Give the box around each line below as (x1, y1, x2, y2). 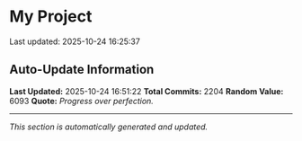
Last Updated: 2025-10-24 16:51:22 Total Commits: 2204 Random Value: (9, 85, 284, 96)
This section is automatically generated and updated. (9, 121, 209, 132)
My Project (9, 6, 93, 27)
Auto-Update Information (9, 62, 155, 77)
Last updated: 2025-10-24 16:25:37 (9, 36, 141, 47)
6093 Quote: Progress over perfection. (9, 95, 155, 106)
